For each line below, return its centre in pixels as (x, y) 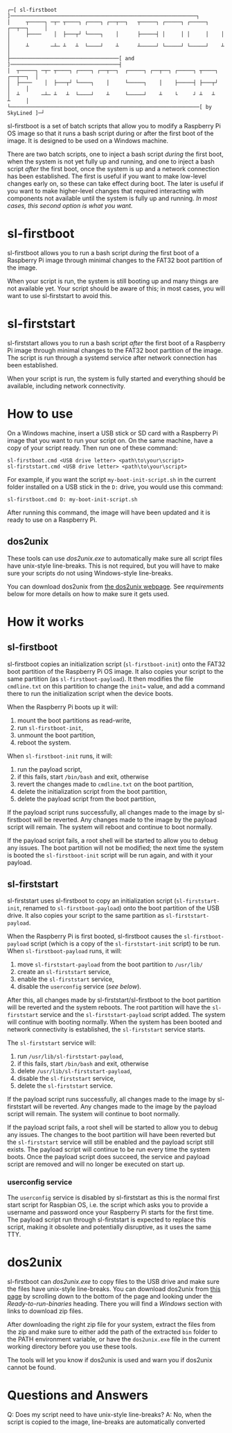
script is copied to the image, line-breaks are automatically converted (106, 1422)
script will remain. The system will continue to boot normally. (93, 1114)
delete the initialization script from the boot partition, (92, 791)
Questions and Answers (78, 1395)
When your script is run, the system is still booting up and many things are (113, 281)
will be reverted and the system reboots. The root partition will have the (109, 1007)
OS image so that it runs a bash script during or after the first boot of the (110, 133)
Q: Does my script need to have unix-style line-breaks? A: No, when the (109, 1414)
